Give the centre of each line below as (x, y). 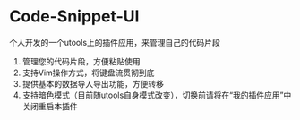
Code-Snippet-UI (74, 17)
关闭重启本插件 (50, 106)
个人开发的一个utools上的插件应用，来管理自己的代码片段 (115, 42)
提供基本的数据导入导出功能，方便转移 (93, 83)
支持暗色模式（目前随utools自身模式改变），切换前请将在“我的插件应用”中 (157, 95)
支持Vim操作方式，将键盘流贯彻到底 (88, 73)
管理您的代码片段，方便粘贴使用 (81, 61)
